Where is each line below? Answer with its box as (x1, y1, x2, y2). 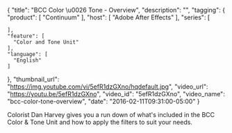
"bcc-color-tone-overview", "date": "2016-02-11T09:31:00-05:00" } (7, 97, 200, 105)
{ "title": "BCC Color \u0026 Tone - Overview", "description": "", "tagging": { (7, 6, 226, 14)
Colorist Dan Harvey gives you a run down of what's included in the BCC (7, 111, 215, 118)
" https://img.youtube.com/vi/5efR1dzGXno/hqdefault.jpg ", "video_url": (7, 82, 208, 91)
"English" (13, 57, 42, 64)
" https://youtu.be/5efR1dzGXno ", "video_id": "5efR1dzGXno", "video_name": (7, 90, 226, 98)
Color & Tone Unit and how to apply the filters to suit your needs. (7, 118, 193, 126)
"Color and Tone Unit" (13, 39, 79, 46)
